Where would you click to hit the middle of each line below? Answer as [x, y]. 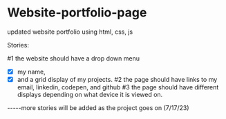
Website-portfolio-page [77, 13]
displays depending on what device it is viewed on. [90, 95]
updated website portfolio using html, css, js [70, 32]
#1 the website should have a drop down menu [74, 58]
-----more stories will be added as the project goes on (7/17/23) [98, 108]
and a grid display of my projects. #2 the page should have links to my [117, 79]
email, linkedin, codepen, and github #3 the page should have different [118, 87]
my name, [31, 72]
